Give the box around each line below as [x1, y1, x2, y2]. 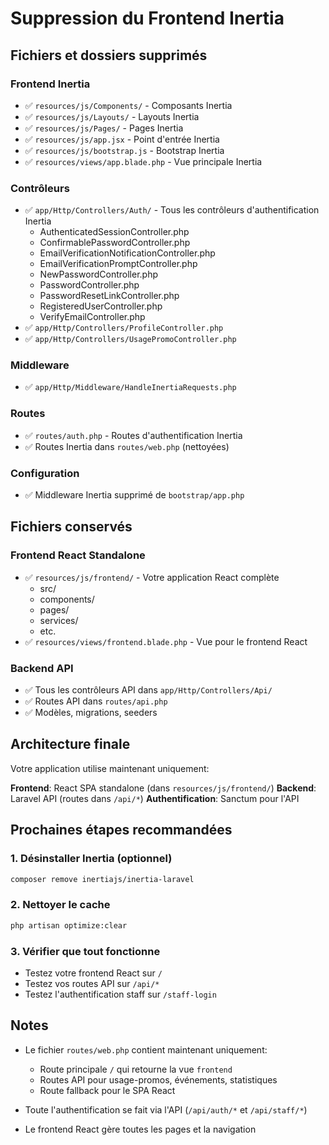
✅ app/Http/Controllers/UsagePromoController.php [24, 333, 237, 345]
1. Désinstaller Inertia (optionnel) [10, 852, 173, 866]
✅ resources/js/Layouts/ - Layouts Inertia [24, 110, 200, 122]
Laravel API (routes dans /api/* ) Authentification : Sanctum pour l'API [10, 792, 300, 804]
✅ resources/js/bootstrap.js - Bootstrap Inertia [24, 144, 225, 156]
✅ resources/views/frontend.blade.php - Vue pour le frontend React [24, 635, 308, 647]
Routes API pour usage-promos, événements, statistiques [39, 1073, 278, 1086]
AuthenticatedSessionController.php [39, 226, 190, 238]
